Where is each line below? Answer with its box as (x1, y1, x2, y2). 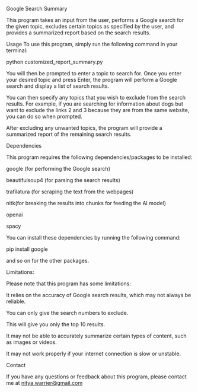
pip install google (6, 246, 49, 253)
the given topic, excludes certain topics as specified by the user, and (6, 23, 174, 30)
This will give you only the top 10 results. (6, 321, 106, 328)
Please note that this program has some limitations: (6, 280, 132, 287)
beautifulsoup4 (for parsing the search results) (6, 177, 120, 183)
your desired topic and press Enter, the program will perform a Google (6, 77, 177, 83)
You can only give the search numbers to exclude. (6, 310, 129, 316)
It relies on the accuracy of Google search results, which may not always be (6, 292, 191, 298)
